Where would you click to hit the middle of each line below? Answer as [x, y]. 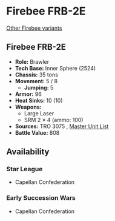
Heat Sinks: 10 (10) [39, 100]
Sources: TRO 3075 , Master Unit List [62, 126]
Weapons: [28, 107]
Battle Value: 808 [37, 132]
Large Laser [39, 113]
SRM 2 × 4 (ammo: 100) [54, 120]
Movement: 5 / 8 [36, 81]
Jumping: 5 [39, 87]
